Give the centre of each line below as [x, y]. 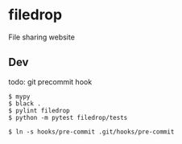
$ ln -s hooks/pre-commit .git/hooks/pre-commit [91, 132]
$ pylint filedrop [39, 110]
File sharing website [41, 37]
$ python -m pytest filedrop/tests [68, 117]
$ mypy [19, 97]
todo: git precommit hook [50, 81]
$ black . [25, 103]
